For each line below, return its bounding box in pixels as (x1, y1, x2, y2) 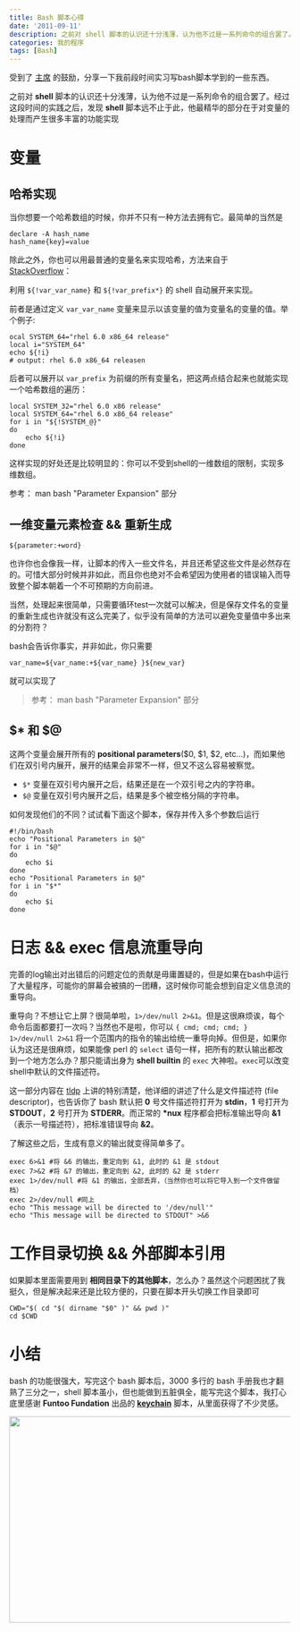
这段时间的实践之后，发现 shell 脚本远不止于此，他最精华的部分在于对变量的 (9, 102, 290, 113)
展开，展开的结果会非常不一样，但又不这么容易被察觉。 (55, 760, 260, 770)
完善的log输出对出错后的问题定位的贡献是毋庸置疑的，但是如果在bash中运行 (9, 968, 289, 980)
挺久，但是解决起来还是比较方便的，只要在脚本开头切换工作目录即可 (9, 1286, 260, 1296)
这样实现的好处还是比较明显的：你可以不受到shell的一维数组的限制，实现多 (9, 458, 285, 469)
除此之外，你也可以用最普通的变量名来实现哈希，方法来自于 (9, 254, 229, 265)
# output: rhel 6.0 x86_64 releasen (9, 356, 146, 365)
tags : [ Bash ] (9, 47, 58, 55)
